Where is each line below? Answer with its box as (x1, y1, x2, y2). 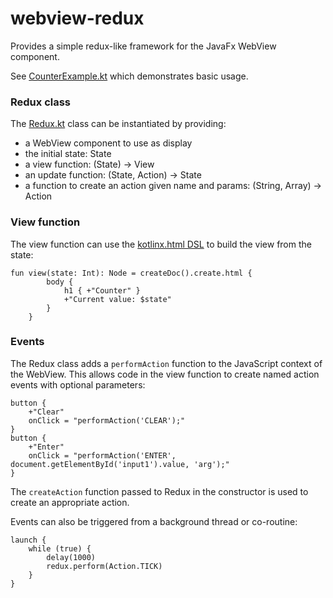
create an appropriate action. (10, 496, 130, 508)
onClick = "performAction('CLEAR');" (28, 415, 186, 426)
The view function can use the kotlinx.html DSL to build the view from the (10, 238, 312, 250)
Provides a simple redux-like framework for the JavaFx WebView (10, 40, 277, 52)
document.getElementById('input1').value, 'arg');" (10, 459, 230, 469)
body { (46, 277, 74, 287)
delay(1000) (46, 552, 97, 562)
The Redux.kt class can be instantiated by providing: (10, 118, 227, 130)
